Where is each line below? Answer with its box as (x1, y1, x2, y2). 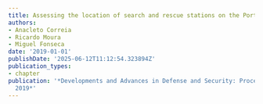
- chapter (8, 70, 41, 77)
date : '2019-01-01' (8, 48, 72, 56)
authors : (8, 19, 37, 27)
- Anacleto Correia (8, 26, 72, 34)
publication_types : (8, 63, 72, 70)
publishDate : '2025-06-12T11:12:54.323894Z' (8, 56, 156, 63)
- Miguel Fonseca (8, 41, 65, 48)
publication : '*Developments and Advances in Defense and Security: (8, 77, 236, 84)
